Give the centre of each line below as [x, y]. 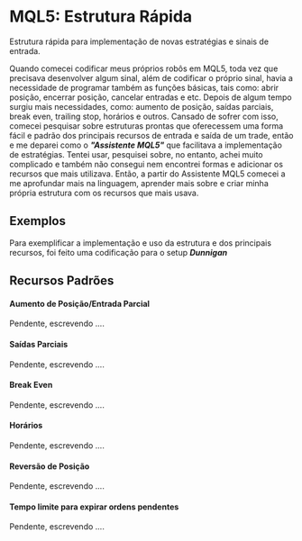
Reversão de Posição [50, 466]
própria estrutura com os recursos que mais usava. [104, 193]
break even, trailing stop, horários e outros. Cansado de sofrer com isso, [144, 116]
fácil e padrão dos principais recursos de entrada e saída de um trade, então [151, 135]
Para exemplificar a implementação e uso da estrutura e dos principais [141, 243]
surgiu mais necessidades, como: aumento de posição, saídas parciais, [142, 106]
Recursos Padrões [62, 281]
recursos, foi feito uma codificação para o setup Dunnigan [119, 252]
